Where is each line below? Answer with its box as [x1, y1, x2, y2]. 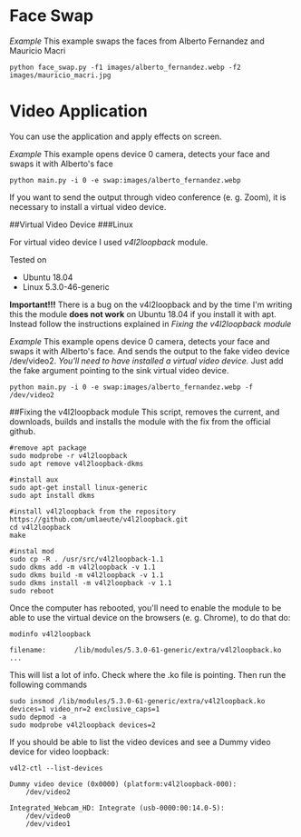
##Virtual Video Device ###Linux [9, 219, 133, 230]
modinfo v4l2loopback [9, 629, 92, 639]
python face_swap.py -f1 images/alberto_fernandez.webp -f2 [9, 63, 242, 72]
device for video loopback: [9, 746, 110, 757]
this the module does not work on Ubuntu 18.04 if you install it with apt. [9, 308, 277, 319]
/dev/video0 [25, 811, 71, 821]
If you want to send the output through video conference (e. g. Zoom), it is [9, 192, 287, 203]
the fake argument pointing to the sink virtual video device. [9, 364, 229, 375]
